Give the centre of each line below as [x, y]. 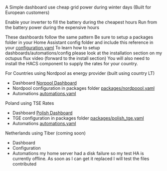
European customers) [27, 12]
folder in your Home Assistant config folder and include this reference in [79, 42]
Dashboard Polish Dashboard [42, 113]
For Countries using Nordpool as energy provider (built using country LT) [80, 73]
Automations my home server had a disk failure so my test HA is [78, 153]
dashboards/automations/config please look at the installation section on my [84, 53]
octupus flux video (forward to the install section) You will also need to [78, 58]
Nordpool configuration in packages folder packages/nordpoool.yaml [83, 88]
